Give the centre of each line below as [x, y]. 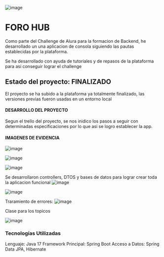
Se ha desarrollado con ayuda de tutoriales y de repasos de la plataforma [80, 61]
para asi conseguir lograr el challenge [44, 66]
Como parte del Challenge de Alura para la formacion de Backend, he [76, 41]
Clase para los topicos [28, 211]
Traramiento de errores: [29, 201]
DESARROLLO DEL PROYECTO [36, 110]
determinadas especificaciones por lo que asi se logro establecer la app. [79, 126]
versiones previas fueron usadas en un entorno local [58, 99]
